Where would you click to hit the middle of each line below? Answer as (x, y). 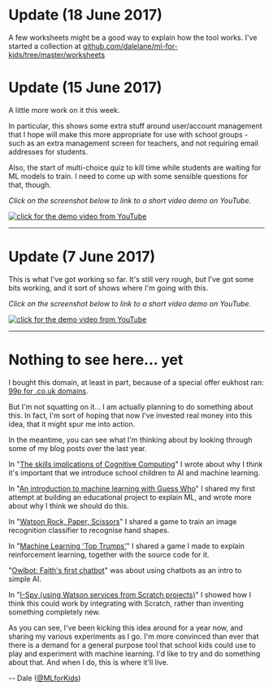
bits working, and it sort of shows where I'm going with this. (108, 288)
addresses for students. (48, 151)
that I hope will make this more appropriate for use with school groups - (128, 134)
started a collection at (45, 46)
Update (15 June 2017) (85, 88)
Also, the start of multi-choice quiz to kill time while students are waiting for (135, 167)
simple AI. (25, 579)
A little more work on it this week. (64, 110)
